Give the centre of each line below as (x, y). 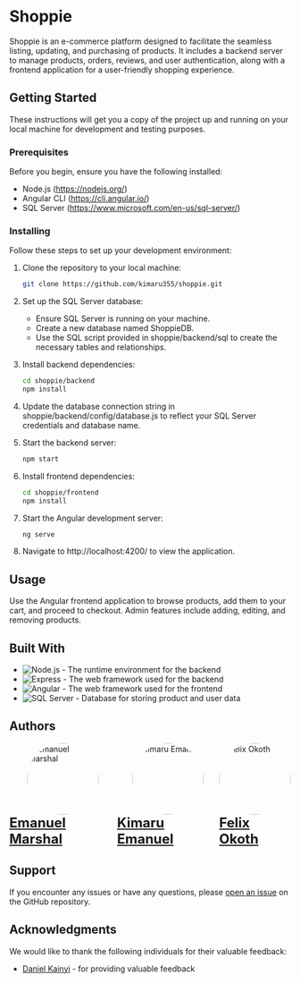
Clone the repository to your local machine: (101, 268)
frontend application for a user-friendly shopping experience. (122, 70)
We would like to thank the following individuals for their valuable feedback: (148, 951)
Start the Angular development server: (92, 518)
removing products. (46, 620)
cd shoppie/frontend (60, 492)
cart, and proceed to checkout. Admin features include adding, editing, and (147, 611)
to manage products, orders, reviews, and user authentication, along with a (147, 60)
